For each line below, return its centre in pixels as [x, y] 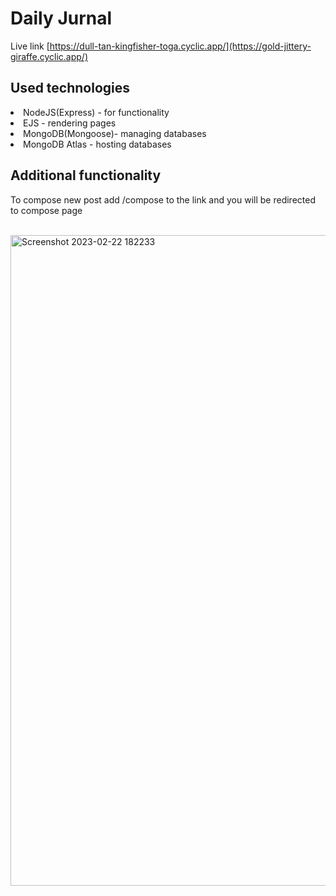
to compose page [46, 210]
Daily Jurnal [61, 18]
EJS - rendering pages [70, 123]
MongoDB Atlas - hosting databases [97, 144]
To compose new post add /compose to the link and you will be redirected [163, 199]
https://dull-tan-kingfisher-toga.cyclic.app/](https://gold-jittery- [180, 46]
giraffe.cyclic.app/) [49, 56]
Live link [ [30, 46]
